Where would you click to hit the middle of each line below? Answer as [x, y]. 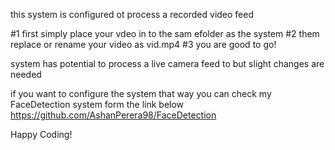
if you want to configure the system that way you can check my [141, 93]
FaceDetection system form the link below [97, 104]
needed [26, 74]
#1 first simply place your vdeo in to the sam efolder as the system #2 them [165, 33]
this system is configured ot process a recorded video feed [132, 14]
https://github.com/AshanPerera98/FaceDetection [113, 115]
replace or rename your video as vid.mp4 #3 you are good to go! [143, 44]
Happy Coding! [41, 134]
